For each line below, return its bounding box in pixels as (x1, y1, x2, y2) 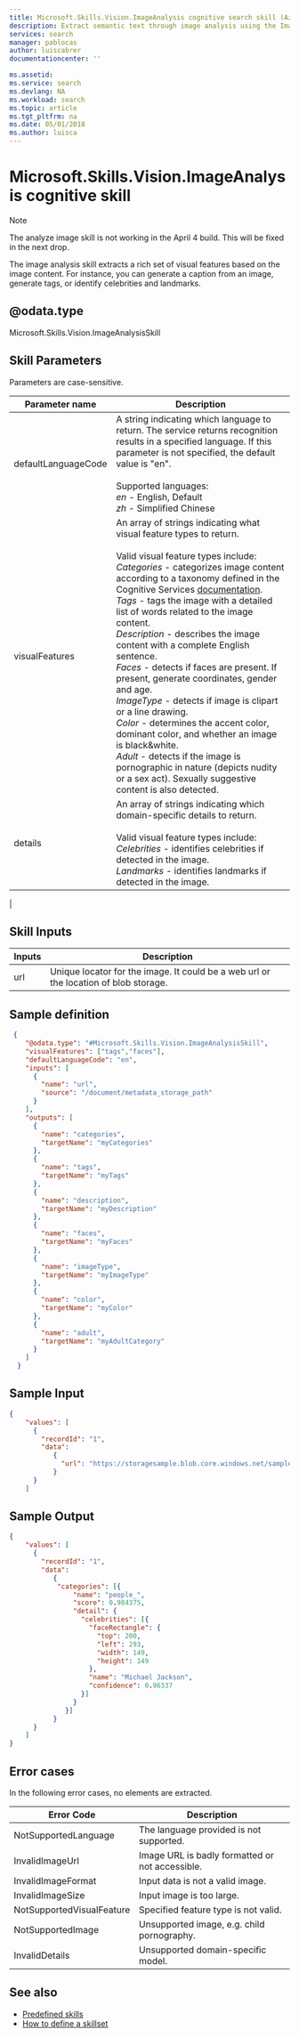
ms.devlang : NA (9, 86, 66, 96)
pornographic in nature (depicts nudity (115, 761, 278, 773)
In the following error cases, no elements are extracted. (9, 1788, 213, 1798)
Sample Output (9, 1509, 95, 1524)
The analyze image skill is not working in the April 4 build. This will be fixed (9, 232, 285, 243)
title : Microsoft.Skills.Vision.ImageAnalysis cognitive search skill (9, 12, 277, 22)
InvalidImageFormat (13, 1875, 97, 1887)
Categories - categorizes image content (115, 561, 285, 573)
